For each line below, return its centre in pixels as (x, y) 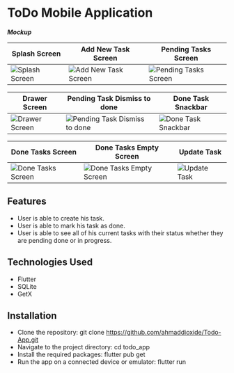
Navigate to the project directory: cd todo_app (84, 347)
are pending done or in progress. (64, 240)
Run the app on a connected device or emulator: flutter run (102, 362)
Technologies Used (50, 262)
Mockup (19, 32)
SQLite (27, 286)
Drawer (34, 98)
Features (27, 201)
